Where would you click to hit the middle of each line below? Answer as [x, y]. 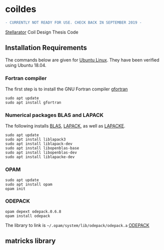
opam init [15, 188]
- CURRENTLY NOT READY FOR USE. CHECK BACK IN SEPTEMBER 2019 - [73, 22]
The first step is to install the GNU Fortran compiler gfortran [66, 89]
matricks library [30, 241]
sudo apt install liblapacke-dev [40, 157]
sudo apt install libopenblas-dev [41, 153]
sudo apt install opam [29, 184]
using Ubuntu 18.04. [26, 65]
